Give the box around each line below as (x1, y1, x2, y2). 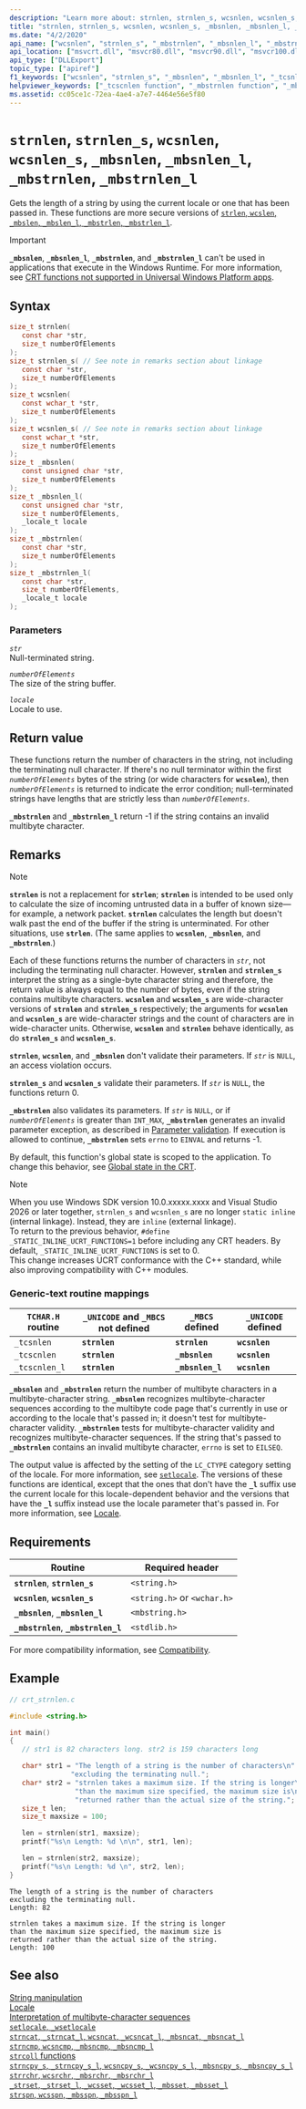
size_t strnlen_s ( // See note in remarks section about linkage (9, 357, 262, 366)
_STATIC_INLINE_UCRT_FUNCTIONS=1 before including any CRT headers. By (9, 1235, 280, 1246)
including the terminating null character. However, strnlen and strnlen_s (9, 964, 282, 976)
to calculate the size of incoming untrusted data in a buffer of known (9, 898, 267, 909)
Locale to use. (9, 704, 63, 715)
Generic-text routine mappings (9, 1287, 150, 1299)
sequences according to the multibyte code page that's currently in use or (9, 1403, 289, 1414)
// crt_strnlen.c (9, 1695, 76, 1704)
